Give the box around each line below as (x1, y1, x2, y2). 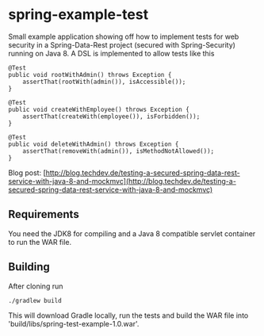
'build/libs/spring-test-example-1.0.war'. (8, 319, 140, 328)
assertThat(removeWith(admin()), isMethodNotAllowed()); (22, 147, 215, 155)
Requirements (8, 208, 79, 221)
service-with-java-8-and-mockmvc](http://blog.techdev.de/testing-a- (8, 176, 236, 185)
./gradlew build (8, 296, 62, 304)
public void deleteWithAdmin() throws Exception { (8, 140, 179, 148)
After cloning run (8, 281, 63, 291)
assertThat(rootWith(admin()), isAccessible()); (22, 78, 186, 86)
